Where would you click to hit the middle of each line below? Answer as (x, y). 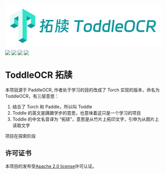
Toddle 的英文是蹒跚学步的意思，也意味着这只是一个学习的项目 (77, 113)
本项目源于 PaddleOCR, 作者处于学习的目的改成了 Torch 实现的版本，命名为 (83, 90)
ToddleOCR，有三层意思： (32, 96)
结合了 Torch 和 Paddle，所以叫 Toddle (52, 107)
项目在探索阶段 (20, 136)
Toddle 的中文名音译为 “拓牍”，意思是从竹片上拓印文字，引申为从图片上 (86, 119)
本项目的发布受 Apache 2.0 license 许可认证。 (51, 166)
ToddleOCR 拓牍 (39, 75)
